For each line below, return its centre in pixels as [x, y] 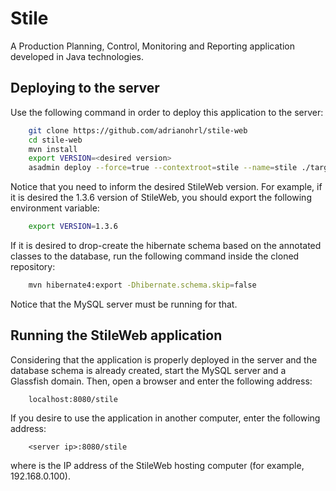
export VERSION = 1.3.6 [73, 227]
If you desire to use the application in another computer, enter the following [165, 418]
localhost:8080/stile [73, 399]
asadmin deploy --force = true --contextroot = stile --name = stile [163, 168]
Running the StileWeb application [116, 335]
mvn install [53, 149]
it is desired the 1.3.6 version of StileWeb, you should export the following [161, 198]
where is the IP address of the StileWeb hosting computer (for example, [157, 465]
